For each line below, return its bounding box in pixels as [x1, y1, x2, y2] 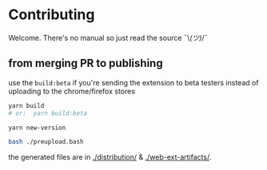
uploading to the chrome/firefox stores [8, 86, 136, 96]
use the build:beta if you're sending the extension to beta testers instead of [8, 77, 259, 87]
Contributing [8, 6, 95, 24]
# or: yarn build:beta [8, 109, 88, 117]
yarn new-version [8, 124, 66, 132]
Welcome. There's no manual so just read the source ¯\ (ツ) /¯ [8, 33, 208, 42]
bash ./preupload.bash [8, 138, 84, 146]
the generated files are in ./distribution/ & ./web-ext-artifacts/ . [8, 152, 212, 162]
